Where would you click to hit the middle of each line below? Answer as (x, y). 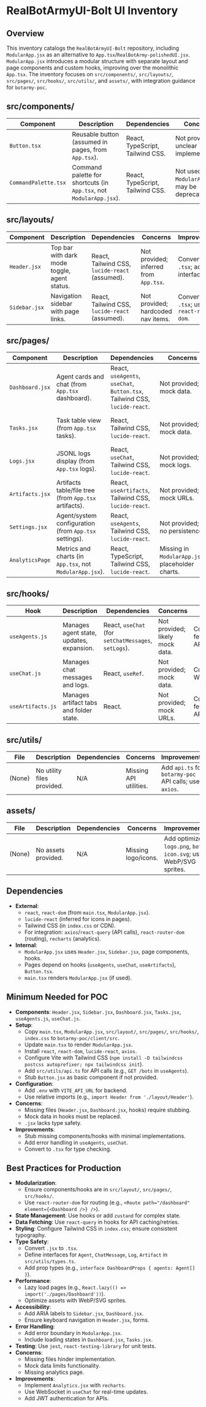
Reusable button (96, 134)
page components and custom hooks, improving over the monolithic (93, 68)
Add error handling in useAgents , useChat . (76, 1142)
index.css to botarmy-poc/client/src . (72, 1038)
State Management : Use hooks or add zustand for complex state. (98, 1216)
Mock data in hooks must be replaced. (73, 1116)
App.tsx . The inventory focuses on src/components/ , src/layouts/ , (90, 74)
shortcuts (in (90, 182)
